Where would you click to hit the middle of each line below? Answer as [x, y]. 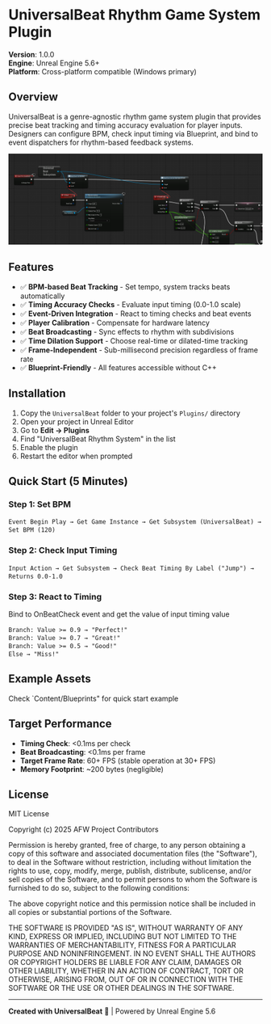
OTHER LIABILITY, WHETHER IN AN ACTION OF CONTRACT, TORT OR [126, 971]
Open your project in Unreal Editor [77, 421]
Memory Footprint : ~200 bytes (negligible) [92, 769]
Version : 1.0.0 [31, 54]
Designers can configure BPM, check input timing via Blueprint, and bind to [133, 133]
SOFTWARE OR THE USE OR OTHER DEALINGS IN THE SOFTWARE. [121, 988]
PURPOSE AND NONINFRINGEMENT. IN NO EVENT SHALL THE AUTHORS [132, 954]
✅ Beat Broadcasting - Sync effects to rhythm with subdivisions [127, 331]
